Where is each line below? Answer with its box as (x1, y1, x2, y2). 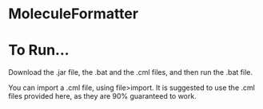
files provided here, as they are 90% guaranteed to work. (8, 91, 197, 101)
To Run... (8, 41, 70, 60)
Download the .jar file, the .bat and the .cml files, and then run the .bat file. (8, 68, 253, 77)
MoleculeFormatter (8, 5, 138, 23)
